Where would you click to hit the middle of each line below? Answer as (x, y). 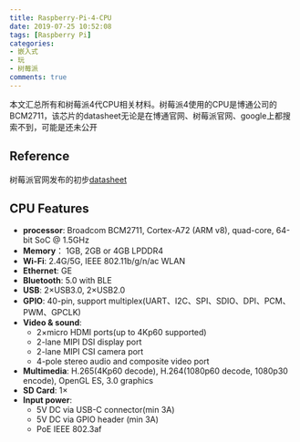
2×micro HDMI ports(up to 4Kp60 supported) (121, 333)
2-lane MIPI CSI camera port (90, 352)
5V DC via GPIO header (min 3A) (98, 419)
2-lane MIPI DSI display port (89, 342)
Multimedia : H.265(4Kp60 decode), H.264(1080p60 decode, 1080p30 (155, 371)
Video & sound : (52, 323)
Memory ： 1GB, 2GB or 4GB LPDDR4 (93, 251)
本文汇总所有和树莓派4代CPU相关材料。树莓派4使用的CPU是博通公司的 (144, 104)
